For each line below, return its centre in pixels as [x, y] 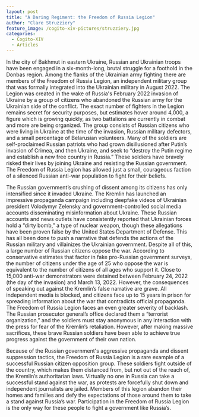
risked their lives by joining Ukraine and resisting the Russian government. [97, 163]
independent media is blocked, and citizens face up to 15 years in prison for [99, 295]
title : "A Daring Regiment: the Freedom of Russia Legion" [81, 17]
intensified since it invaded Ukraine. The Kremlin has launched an [86, 194]
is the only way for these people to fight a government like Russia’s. [89, 407]
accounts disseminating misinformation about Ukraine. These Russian [91, 213]
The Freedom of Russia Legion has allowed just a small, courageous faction [99, 169]
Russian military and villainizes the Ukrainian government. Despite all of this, [99, 244]
